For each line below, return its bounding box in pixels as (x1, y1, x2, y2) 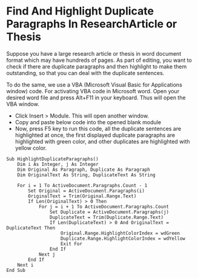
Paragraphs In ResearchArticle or (6, 17, 177, 31)
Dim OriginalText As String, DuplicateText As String (17, 171, 156, 178)
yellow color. (15, 144, 47, 151)
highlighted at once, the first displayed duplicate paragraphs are (15, 131, 176, 139)
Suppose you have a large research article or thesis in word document (6, 50, 182, 57)
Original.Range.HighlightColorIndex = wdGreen (60, 230, 180, 236)
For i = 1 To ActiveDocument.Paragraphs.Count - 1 (17, 182, 148, 188)
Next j (38, 251, 56, 257)
